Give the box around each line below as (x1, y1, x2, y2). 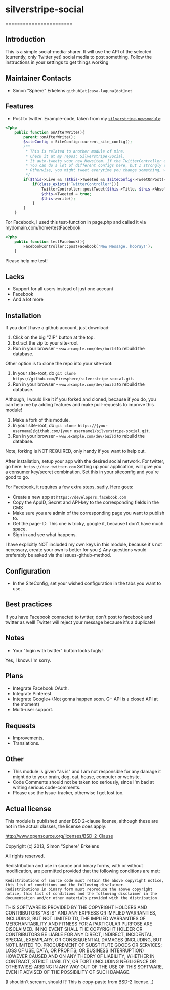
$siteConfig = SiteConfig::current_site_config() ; (23, 139, 133, 144)
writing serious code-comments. (12, 784, 81, 790)
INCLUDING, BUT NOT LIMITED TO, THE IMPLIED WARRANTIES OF (5, 915, 146, 921)
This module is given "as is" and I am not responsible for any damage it (12, 769, 161, 774)
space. (12, 526, 27, 532)
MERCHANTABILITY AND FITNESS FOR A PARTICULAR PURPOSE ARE (5, 921, 153, 927)
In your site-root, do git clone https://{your (12, 422, 108, 429)
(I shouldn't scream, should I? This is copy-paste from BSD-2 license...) (5, 979, 154, 985)
